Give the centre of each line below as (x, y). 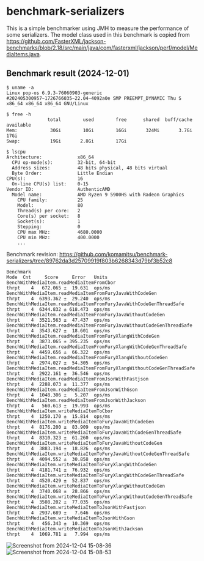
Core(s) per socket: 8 (49, 216)
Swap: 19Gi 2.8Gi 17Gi (67, 141)
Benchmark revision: (32, 254)
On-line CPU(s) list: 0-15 (50, 184)
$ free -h (19, 114)
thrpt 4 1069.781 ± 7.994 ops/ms (59, 534)
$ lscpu (16, 152)
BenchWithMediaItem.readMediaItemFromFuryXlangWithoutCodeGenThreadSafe (101, 368)
